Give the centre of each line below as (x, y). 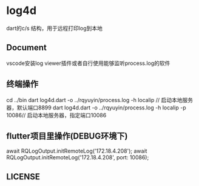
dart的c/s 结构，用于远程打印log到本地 (55, 28)
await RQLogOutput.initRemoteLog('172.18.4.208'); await (77, 151)
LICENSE (23, 177)
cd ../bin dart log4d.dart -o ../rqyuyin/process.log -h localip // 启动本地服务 (99, 100)
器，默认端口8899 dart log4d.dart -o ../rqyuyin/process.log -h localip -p (96, 108)
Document (26, 48)
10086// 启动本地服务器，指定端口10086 (56, 115)
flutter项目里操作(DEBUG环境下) (67, 136)
